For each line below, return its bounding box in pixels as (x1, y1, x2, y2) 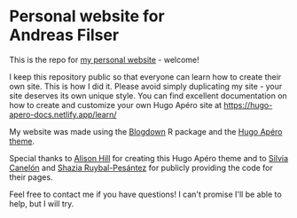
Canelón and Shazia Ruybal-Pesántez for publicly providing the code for (9, 162, 273, 173)
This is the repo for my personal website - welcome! (9, 54, 199, 65)
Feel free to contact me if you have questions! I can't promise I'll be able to (9, 189, 282, 199)
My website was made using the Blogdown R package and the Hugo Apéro (9, 126, 283, 136)
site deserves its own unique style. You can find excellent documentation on (9, 90, 288, 101)
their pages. (9, 171, 53, 183)
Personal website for (9, 6, 166, 27)
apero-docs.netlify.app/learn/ (9, 109, 117, 120)
